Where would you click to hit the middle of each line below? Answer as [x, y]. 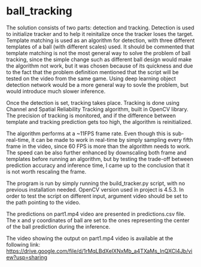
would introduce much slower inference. [56, 91]
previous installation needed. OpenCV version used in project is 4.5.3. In [95, 189]
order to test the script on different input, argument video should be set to [97, 196]
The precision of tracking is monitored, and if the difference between [91, 116]
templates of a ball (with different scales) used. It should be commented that [100, 47]
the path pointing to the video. [43, 202]
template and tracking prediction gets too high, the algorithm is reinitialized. [99, 122]
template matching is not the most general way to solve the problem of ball [98, 53]
